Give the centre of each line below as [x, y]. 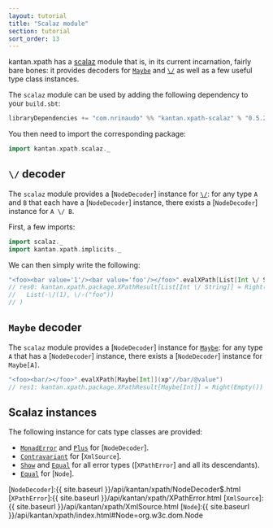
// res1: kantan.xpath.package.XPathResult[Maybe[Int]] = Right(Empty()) [136, 387]
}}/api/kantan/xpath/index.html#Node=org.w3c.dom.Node [106, 515]
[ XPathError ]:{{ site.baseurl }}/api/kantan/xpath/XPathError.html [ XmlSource [134, 498]
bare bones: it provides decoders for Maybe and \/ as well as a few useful [130, 71]
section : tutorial [39, 31]
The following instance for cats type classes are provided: [106, 432]
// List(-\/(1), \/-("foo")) [61, 295]
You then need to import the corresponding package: [97, 134]
